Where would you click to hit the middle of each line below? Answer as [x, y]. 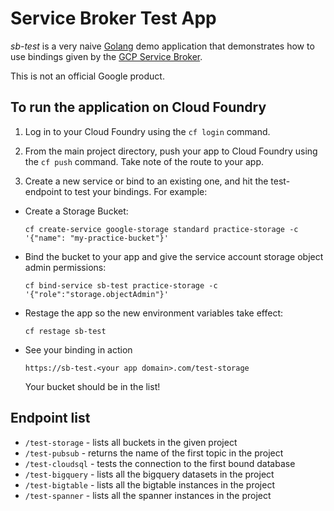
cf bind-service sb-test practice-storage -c [121, 285]
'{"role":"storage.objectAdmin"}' [96, 294]
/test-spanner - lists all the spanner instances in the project [148, 495]
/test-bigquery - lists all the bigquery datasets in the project [149, 474]
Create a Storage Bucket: [76, 211]
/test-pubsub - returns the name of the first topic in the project [154, 453]
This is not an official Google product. [87, 76]
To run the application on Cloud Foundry [138, 107]
